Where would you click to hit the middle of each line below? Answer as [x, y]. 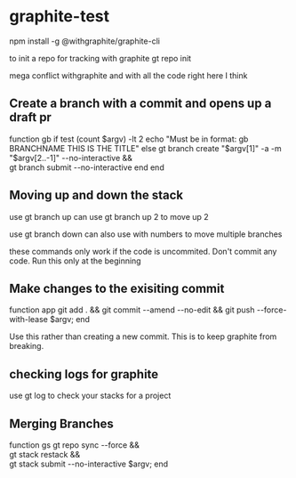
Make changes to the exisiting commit [117, 288]
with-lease [29, 320]
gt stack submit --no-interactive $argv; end [89, 464]
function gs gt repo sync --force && [75, 445]
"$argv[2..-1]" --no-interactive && [71, 158]
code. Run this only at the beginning [75, 261]
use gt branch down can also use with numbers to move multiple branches [146, 234]
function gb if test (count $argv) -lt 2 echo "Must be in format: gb [129, 139]
